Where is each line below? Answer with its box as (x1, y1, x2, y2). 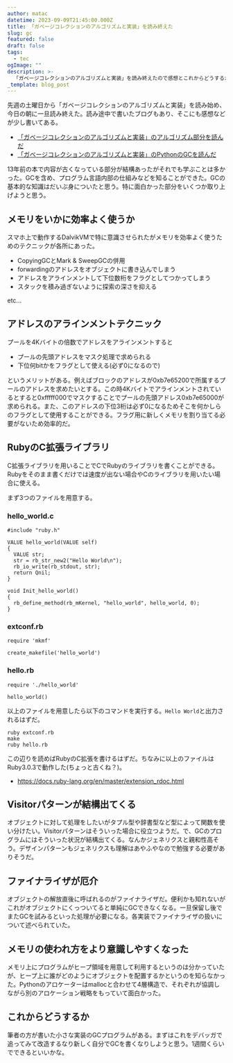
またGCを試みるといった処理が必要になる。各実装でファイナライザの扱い (7, 913, 217, 921)
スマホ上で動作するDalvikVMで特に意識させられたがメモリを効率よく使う (7, 233, 217, 241)
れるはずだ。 (7, 715, 44, 723)
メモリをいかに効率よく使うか (7, 213, 135, 225)
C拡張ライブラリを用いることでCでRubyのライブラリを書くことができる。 (7, 461, 219, 469)
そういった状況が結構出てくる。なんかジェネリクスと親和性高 (37, 836, 214, 844)
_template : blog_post (7, 81, 70, 88)
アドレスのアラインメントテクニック (7, 318, 162, 330)
